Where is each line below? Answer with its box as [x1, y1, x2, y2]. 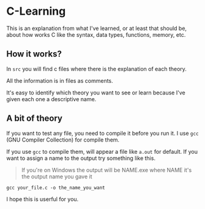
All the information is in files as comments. [6, 77, 113, 84]
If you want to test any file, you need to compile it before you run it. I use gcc [6, 129, 199, 137]
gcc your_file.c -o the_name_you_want [6, 184, 105, 191]
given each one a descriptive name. [6, 95, 97, 102]
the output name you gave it [21, 173, 92, 180]
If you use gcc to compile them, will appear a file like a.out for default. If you [6, 148, 198, 155]
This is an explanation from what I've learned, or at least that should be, [6, 25, 187, 32]
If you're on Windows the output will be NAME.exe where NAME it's [21, 166, 192, 173]
